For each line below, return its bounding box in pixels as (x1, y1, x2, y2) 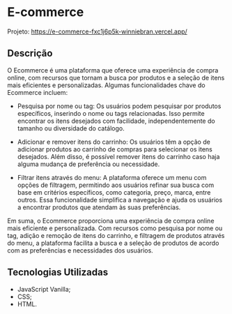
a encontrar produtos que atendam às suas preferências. (17, 203, 181, 211)
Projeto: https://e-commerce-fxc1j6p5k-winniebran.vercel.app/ (7, 27, 188, 36)
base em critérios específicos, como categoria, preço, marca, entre (17, 188, 211, 196)
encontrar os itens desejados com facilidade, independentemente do (17, 117, 215, 125)
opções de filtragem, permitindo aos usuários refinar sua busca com (17, 181, 215, 189)
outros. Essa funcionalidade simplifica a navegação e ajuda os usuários (17, 195, 223, 204)
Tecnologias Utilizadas (7, 267, 109, 278)
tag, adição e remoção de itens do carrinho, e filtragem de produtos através (7, 231, 225, 239)
